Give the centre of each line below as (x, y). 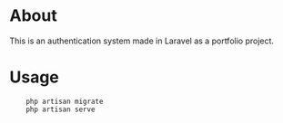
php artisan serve (61, 109)
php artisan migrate (65, 101)
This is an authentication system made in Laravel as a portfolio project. (142, 41)
